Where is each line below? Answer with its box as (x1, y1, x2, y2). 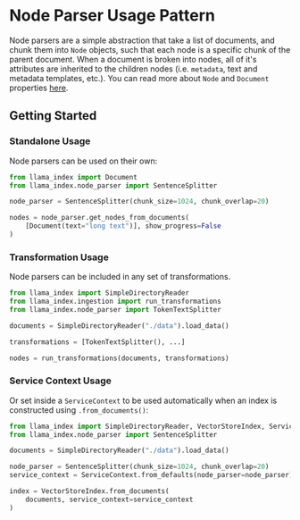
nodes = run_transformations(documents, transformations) (9, 354, 229, 363)
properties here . (9, 82, 69, 93)
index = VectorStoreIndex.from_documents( (9, 487, 170, 496)
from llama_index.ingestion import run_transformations (9, 297, 221, 306)
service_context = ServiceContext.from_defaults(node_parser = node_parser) (9, 471, 294, 480)
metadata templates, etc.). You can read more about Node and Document (9, 72, 270, 83)
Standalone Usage (9, 135, 91, 147)
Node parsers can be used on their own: (9, 155, 158, 166)
